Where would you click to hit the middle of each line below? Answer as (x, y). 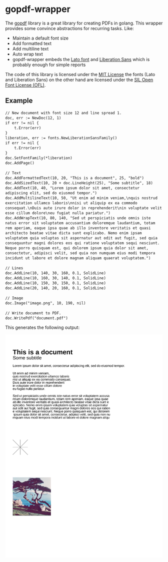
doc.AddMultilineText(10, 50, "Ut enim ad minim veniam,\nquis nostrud (81, 198)
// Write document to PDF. (33, 313)
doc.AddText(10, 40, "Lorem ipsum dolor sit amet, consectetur (72, 188)
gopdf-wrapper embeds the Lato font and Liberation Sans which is (81, 59)
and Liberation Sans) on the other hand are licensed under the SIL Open (79, 80)
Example (19, 101)
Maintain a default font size (40, 38)
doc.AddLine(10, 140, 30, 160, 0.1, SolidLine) (56, 273)
